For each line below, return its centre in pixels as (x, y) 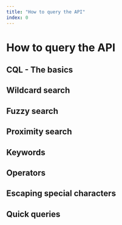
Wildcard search (38, 91)
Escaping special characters (61, 194)
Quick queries (33, 214)
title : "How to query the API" (46, 12)
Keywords (26, 152)
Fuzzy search (32, 111)
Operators (26, 173)
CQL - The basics (40, 70)
